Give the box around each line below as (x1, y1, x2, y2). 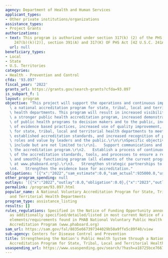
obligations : (5, 171, 32, 176)
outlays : (5, 180, 23, 185)
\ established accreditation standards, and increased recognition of (9, 134, 160, 139)
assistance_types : (5, 21, 43, 27)
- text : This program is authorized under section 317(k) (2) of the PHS (5, 36, 162, 41)
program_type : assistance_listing (5, 199, 77, 204)
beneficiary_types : (5, 49, 46, 54)
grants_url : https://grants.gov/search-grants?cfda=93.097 (5, 86, 131, 92)
